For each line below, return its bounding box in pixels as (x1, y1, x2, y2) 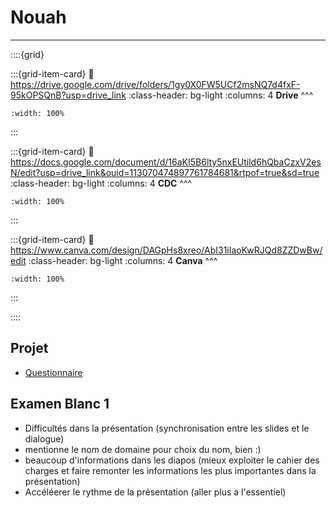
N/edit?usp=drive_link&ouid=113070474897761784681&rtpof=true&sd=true (10, 166, 320, 178)
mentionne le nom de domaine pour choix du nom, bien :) (24, 443, 262, 455)
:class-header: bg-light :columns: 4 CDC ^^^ (10, 177, 193, 189)
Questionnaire (24, 366, 83, 378)
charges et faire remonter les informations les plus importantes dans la (24, 464, 317, 476)
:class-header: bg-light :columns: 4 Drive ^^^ (128, 89, 314, 101)
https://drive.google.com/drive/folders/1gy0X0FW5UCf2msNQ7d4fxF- (10, 78, 301, 90)
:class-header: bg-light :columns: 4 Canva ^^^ (28, 254, 218, 266)
